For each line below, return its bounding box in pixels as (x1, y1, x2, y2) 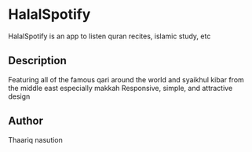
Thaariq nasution (8, 135, 63, 144)
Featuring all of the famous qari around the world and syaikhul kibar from (8, 74, 245, 84)
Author (8, 114, 43, 128)
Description (8, 54, 67, 67)
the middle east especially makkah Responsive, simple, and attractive (8, 83, 233, 92)
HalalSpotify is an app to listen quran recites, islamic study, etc (8, 31, 211, 41)
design (8, 92, 31, 101)
